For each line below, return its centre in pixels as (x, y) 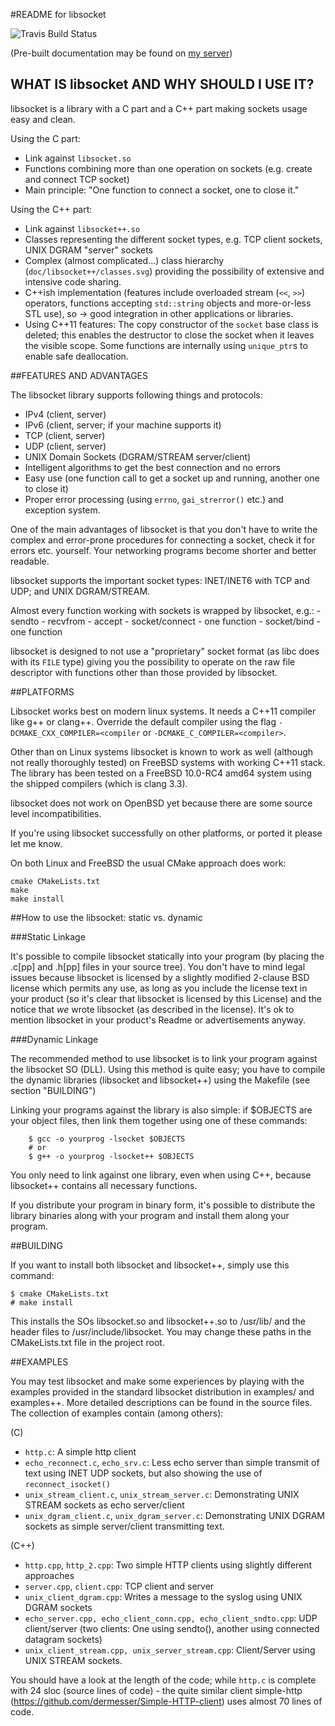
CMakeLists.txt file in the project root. (87, 1342)
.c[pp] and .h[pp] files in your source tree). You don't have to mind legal (158, 966)
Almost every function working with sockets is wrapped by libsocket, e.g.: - (166, 610)
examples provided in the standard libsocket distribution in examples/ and (162, 1391)
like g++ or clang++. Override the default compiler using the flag (143, 721)
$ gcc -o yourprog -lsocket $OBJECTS (107, 1139)
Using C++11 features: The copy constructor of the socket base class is (171, 324)
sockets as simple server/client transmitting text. (124, 1526)
